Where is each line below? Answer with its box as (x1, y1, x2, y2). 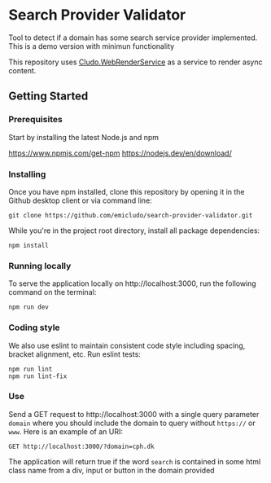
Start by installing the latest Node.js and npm (8, 132, 160, 142)
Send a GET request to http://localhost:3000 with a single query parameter (8, 409, 260, 419)
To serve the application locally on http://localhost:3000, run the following (8, 279, 256, 288)
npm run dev (8, 303, 49, 311)
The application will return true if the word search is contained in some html (8, 456, 261, 466)
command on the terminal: (8, 288, 97, 297)
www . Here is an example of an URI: (8, 426, 124, 437)
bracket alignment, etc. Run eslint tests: (8, 349, 141, 359)
